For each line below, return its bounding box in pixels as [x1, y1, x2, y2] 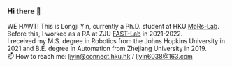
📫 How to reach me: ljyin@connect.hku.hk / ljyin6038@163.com [7, 52, 194, 61]
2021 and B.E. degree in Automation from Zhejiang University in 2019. [7, 45, 208, 53]
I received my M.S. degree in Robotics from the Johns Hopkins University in [7, 37, 226, 45]
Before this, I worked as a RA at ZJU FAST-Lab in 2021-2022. [7, 29, 183, 38]
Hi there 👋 [7, 6, 42, 16]
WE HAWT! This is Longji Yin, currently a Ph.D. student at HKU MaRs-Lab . [7, 22, 220, 31]
